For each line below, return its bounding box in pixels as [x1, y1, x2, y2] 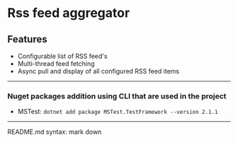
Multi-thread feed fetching [17, 59, 95, 68]
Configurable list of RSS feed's [17, 52, 108, 60]
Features [7, 33, 47, 45]
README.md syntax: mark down [7, 127, 102, 136]
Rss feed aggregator [7, 5, 130, 21]
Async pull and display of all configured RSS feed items [17, 67, 179, 75]
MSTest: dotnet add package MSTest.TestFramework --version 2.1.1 [17, 108, 218, 116]
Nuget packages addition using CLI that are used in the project [7, 91, 227, 101]
